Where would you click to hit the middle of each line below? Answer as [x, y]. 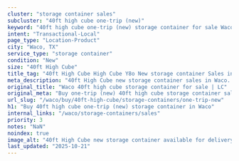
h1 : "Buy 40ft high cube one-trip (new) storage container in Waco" [111, 107]
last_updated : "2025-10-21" [49, 147]
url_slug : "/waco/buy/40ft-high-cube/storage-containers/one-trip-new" [116, 100]
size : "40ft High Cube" [43, 67]
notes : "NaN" [27, 126]
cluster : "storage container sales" [62, 14]
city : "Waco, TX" [33, 47]
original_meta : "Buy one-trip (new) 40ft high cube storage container [114, 93]
